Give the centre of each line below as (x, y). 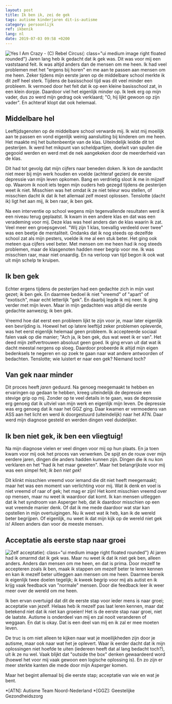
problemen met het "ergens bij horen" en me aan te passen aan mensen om (85, 69)
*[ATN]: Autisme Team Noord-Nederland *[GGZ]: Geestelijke (70, 690)
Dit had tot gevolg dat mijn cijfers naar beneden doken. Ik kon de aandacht (84, 168)
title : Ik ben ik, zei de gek (38, 15)
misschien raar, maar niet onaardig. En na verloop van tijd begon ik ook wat (85, 254)
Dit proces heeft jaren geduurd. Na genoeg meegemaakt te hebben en (80, 387)
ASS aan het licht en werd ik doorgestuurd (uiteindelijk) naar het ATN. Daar (84, 415)
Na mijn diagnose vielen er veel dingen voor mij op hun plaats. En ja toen (82, 449)
